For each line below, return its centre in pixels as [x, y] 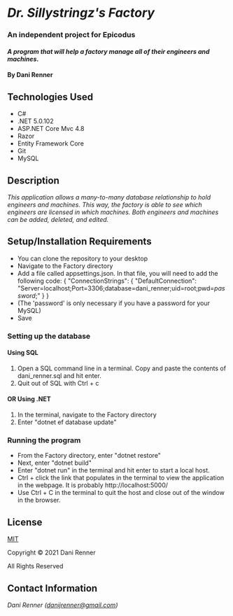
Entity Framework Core [50, 143]
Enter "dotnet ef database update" [67, 422]
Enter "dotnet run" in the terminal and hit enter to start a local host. [113, 470]
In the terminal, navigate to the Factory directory [87, 415]
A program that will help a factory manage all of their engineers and [108, 51]
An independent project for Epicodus [71, 35]
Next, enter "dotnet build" [55, 463]
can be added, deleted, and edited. [58, 219]
